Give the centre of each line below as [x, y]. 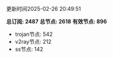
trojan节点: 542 [34, 34]
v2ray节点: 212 [33, 42]
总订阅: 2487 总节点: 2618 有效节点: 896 [56, 22]
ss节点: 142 [29, 49]
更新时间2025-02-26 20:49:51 [44, 9]
